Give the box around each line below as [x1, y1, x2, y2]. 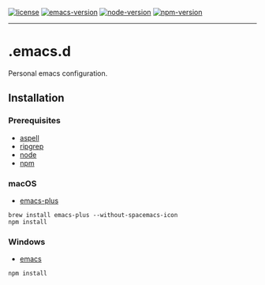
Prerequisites [8, 115, 61, 126]
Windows [8, 236, 46, 247]
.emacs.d [8, 43, 71, 61]
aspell [19, 133, 39, 142]
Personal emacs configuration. [8, 68, 108, 78]
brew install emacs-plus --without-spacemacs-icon [8, 211, 178, 219]
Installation [8, 92, 65, 105]
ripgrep [19, 141, 44, 151]
